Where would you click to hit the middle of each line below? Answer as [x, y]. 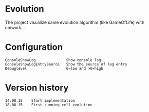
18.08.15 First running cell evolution [49, 105]
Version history [37, 88]
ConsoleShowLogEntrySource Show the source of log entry [66, 64]
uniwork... [15, 27]
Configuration [34, 47]
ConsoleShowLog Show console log [53, 60]
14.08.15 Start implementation [40, 100]
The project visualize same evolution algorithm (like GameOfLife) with [75, 22]
